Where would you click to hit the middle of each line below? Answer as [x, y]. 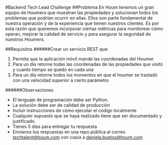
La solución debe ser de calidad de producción [61, 105]
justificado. [24, 121]
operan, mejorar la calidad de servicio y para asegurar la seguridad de [78, 34]
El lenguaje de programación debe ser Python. [61, 100]
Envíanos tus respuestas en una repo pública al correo [69, 132]
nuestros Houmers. [25, 39]
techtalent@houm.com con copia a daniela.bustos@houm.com [77, 137]
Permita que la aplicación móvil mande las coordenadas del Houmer [83, 59]
